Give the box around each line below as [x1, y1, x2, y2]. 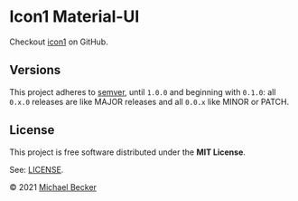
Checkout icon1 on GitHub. [9, 36, 108, 47]
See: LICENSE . [9, 164, 64, 175]
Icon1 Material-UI [9, 6, 140, 27]
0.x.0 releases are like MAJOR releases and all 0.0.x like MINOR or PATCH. [9, 96, 290, 107]
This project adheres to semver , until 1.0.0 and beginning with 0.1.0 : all [9, 86, 276, 97]
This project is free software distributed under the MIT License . [9, 147, 247, 158]
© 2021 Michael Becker [9, 181, 98, 192]
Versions [9, 62, 61, 78]
